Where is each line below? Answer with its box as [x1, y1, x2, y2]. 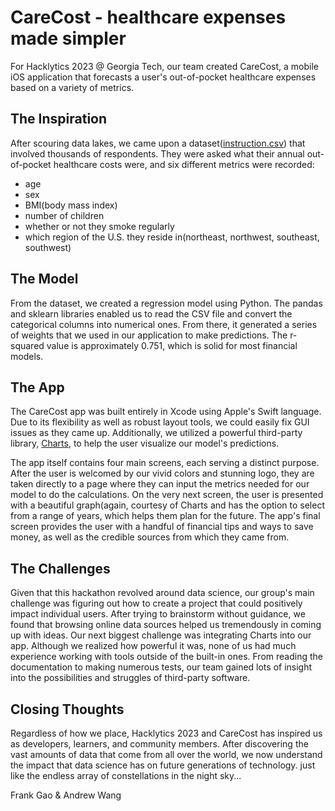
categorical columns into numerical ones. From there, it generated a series [10, 318, 318, 330]
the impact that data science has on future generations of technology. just [10, 759, 316, 771]
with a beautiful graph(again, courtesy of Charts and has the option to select [10, 499, 325, 511]
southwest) [24, 241, 72, 253]
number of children [24, 209, 105, 221]
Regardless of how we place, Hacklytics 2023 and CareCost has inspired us [10, 727, 323, 739]
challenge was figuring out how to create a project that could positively [10, 597, 303, 610]
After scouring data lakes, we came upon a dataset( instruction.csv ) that [10, 137, 306, 149]
